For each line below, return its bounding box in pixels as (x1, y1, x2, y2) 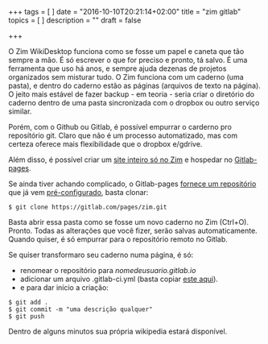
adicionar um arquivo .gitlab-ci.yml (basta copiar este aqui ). (19, 274, 219, 284)
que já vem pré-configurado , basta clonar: (8, 188, 149, 197)
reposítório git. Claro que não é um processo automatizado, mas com (8, 131, 238, 140)
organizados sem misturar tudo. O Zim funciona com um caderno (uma (8, 73, 244, 81)
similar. (8, 106, 32, 116)
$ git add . (8, 298, 48, 306)
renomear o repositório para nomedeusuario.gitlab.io (19, 266, 196, 275)
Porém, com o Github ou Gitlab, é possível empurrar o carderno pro (8, 122, 232, 131)
